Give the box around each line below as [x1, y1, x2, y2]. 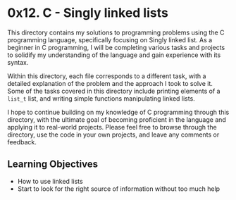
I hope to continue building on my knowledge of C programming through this [7, 108, 230, 116]
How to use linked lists [17, 177, 83, 185]
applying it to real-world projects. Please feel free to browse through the [7, 123, 217, 131]
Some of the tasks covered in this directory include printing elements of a [7, 87, 221, 95]
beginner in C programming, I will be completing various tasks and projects [7, 43, 225, 51]
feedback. [7, 137, 37, 146]
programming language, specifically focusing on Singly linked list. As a [7, 35, 213, 44]
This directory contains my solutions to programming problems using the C [7, 28, 225, 37]
